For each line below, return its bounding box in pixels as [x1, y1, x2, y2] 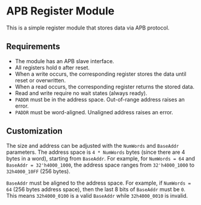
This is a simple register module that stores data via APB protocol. [6, 24, 170, 31]
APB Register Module [6, 4, 115, 18]
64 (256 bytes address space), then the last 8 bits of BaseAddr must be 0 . [6, 185, 185, 193]
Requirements [6, 41, 60, 52]
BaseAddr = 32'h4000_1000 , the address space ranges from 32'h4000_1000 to [6, 161, 194, 168]
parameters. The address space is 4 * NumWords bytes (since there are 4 [6, 148, 185, 156]
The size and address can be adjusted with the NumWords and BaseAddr [6, 142, 179, 149]
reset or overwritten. [14, 76, 66, 84]
